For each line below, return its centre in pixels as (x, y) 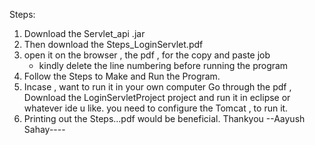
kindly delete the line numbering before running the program (163, 65)
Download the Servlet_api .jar (84, 33)
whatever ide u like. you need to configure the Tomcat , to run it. (156, 108)
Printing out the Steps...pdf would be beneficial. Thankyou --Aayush (164, 118)
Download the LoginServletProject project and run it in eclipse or (157, 97)
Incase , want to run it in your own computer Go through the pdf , (157, 87)
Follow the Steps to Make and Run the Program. (122, 76)
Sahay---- (44, 129)
